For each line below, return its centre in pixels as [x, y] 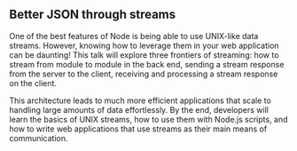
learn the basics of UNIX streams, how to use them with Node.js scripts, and [148, 119]
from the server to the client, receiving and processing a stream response [144, 74]
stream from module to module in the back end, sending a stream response [147, 64]
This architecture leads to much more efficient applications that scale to [141, 100]
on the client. [33, 83]
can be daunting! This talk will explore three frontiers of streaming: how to [144, 55]
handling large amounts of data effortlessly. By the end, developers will [139, 109]
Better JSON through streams [93, 15]
